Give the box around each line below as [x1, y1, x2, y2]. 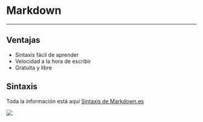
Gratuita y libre [14, 64, 53, 71]
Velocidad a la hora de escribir [14, 57, 92, 65]
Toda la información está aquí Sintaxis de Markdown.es [6, 97, 144, 104]
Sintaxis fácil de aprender [14, 51, 79, 58]
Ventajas [6, 35, 40, 45]
